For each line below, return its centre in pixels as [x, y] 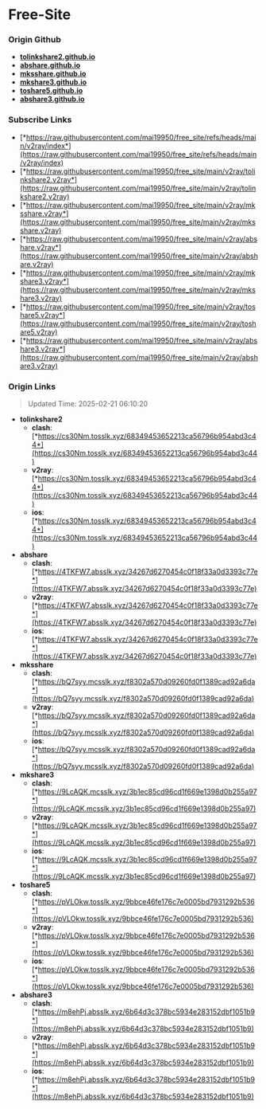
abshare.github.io [50, 65]
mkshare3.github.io [53, 82]
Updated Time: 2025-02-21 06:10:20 [88, 404]
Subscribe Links [40, 120]
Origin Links [32, 386]
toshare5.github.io [51, 91]
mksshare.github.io [53, 74]
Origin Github [35, 40]
